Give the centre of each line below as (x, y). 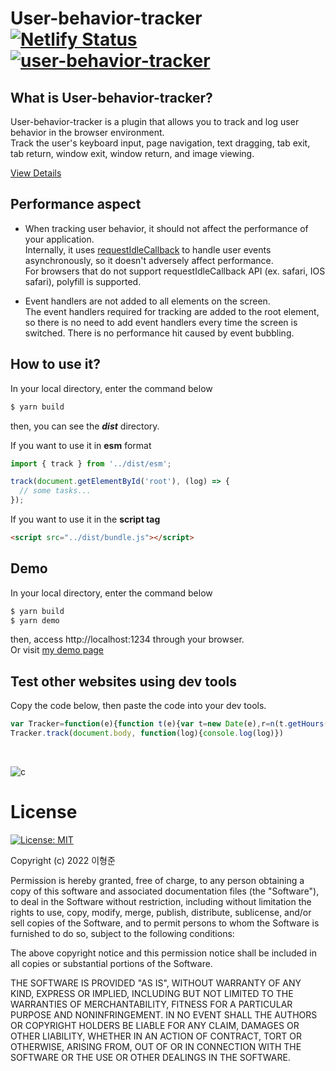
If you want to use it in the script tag (85, 519)
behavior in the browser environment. (87, 132)
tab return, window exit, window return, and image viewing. (132, 153)
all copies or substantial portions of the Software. (111, 963)
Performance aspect (76, 204)
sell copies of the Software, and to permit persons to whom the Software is (165, 923)
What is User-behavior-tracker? (111, 97)
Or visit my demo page (57, 650)
